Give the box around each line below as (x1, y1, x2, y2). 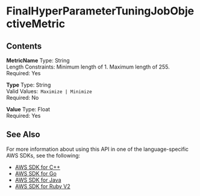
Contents (6, 41, 42, 51)
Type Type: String (6, 81, 51, 88)
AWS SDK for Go (14, 170, 57, 177)
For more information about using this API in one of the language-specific (6, 145, 189, 153)
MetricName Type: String (6, 57, 70, 64)
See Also (6, 129, 40, 139)
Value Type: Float (6, 106, 50, 112)
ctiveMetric (6, 17, 65, 31)
